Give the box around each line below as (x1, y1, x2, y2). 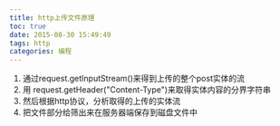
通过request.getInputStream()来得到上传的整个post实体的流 (22, 73, 245, 84)
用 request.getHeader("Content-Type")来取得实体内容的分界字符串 (22, 84, 272, 95)
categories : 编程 (9, 47, 72, 56)
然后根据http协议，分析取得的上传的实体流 (22, 96, 181, 107)
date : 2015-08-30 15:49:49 (9, 30, 111, 39)
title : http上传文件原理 (9, 13, 95, 23)
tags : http (9, 38, 51, 48)
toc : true (9, 22, 47, 31)
